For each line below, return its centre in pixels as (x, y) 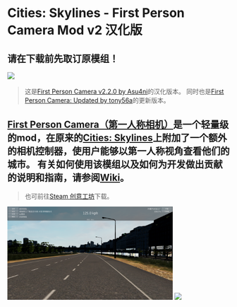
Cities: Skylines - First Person (96, 13)
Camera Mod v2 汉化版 (75, 30)
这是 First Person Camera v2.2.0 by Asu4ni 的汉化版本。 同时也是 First (124, 91)
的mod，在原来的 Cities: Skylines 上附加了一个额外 (117, 138)
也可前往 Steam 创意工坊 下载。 (69, 196)
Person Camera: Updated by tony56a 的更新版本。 (97, 100)
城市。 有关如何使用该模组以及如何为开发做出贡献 (115, 164)
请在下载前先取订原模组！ (63, 58)
